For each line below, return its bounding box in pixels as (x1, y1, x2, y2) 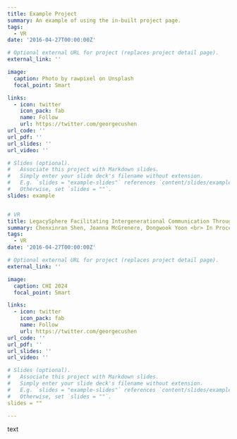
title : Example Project (7, 10, 78, 18)
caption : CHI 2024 (13, 283, 68, 290)
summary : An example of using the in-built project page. (7, 17, 181, 24)
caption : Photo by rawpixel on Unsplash (13, 75, 134, 82)
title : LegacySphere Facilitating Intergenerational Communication (7, 218, 210, 225)
